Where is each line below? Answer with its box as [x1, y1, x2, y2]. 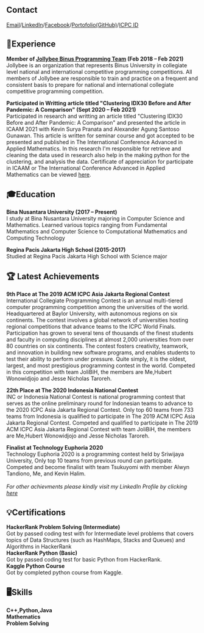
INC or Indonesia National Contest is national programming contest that [6, 393, 186, 401]
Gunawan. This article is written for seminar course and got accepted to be [6, 131, 195, 139]
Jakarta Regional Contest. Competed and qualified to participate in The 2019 [6, 419, 199, 426]
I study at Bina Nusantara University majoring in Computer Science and [6, 215, 185, 222]
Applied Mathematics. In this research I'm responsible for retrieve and [6, 145, 181, 152]
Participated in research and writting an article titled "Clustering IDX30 [6, 112, 183, 120]
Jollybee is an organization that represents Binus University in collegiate [6, 61, 188, 69]
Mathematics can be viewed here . [6, 170, 91, 178]
